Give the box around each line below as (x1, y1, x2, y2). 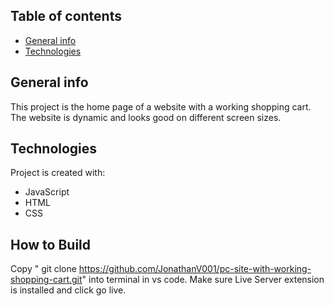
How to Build (10, 236, 92, 253)
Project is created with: (10, 167, 106, 179)
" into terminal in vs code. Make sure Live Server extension (81, 274, 325, 286)
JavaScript (24, 186, 70, 198)
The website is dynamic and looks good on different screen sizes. (10, 111, 282, 123)
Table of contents (10, 8, 122, 25)
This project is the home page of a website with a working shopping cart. (10, 100, 312, 113)
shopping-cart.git (10, 274, 83, 286)
